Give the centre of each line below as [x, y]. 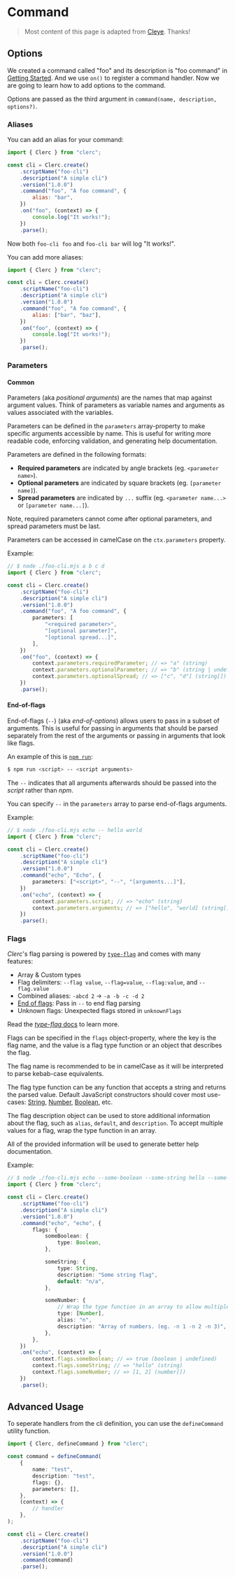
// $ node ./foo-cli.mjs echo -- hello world [74, 830]
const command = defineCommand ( [54, 1457]
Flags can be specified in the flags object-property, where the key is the [112, 1038]
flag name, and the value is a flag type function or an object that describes [115, 1045]
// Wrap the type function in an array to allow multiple [143, 1307]
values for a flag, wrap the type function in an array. [82, 1131]
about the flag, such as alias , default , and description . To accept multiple [115, 1123]
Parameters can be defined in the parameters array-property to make [106, 426]
